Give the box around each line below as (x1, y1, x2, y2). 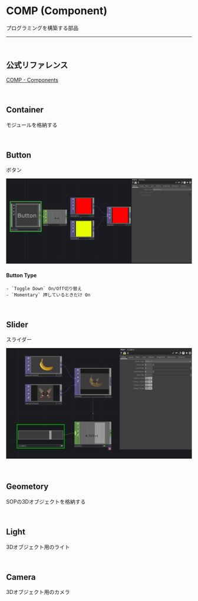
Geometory (6, 482, 49, 492)
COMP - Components (6, 76, 59, 83)
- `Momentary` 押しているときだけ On (6, 292, 91, 298)
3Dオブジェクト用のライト (6, 543, 70, 550)
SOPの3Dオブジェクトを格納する (6, 498, 86, 505)
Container (6, 105, 44, 115)
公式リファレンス (6, 60, 68, 70)
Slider (6, 320, 28, 330)
